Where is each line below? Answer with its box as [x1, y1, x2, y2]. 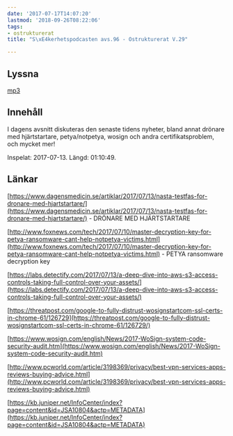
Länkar [7, 173, 38, 185]
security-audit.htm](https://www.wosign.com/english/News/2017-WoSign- [7, 341, 220, 350]
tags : [7, 23, 23, 30]
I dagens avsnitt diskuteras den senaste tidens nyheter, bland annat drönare [7, 124, 225, 133]
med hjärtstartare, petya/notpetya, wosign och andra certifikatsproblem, [7, 132, 214, 140]
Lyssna [7, 67, 39, 80]
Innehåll [7, 106, 43, 118]
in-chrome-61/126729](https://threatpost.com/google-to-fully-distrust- [7, 314, 211, 322]
